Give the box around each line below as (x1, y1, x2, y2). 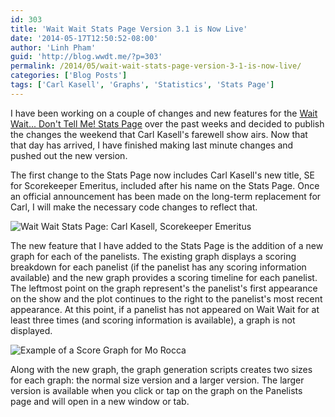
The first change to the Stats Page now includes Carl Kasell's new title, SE (10, 169, 316, 181)
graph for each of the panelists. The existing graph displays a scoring (10, 250, 297, 262)
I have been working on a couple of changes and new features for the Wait (10, 107, 318, 119)
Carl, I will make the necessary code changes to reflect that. (10, 201, 258, 213)
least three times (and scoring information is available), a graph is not (10, 314, 296, 326)
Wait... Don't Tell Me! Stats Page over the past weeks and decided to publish (10, 117, 325, 130)
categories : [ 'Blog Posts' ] (10, 71, 128, 81)
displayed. (10, 324, 53, 336)
